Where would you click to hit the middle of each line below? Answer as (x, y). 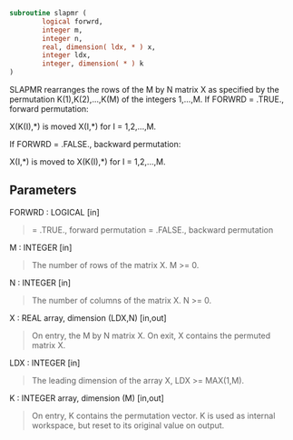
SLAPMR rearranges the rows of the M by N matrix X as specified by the (144, 90)
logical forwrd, (73, 21)
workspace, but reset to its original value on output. (128, 425)
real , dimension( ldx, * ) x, (99, 47)
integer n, (63, 38)
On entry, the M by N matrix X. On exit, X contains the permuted (151, 335)
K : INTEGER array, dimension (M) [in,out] (87, 398)
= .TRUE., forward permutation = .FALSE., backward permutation (152, 230)
